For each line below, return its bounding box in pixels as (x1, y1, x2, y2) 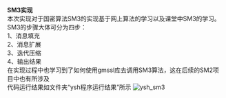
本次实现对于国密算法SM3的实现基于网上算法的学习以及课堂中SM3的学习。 (7, 14, 220, 23)
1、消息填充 (7, 32, 40, 40)
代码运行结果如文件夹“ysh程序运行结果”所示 (7, 83, 132, 91)
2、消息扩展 (7, 40, 41, 48)
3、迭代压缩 (7, 49, 41, 57)
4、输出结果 (7, 58, 42, 65)
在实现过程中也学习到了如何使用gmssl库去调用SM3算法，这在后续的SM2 (7, 66, 214, 74)
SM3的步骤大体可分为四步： (7, 23, 88, 31)
